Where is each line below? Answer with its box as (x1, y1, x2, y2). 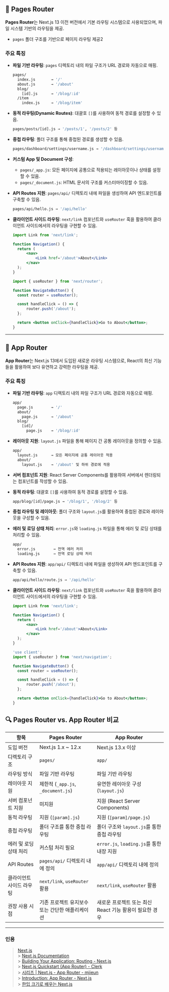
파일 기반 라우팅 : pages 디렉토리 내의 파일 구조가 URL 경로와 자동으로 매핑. (12, 62, 158, 69)
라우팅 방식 (8, 770, 33, 777)
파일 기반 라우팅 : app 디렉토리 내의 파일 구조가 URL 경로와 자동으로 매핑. (12, 390, 153, 396)
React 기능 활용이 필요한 (97, 906, 152, 913)
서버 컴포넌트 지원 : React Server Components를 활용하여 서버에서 (12, 472, 143, 478)
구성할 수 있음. (22, 515, 50, 521)
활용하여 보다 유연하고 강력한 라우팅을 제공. (14, 364, 100, 370)
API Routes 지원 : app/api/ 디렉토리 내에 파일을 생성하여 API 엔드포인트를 (12, 561, 157, 567)
